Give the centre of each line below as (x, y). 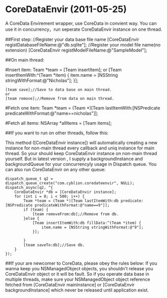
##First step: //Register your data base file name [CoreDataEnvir (72, 39)
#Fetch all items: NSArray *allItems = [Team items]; (59, 123)
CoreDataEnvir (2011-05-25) (66, 9)
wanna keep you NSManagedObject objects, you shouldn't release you (79, 268)
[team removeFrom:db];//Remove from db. (75, 214)
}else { (31, 218)
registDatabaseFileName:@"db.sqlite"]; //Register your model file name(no (83, 44)
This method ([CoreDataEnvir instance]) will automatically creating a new (81, 142)
